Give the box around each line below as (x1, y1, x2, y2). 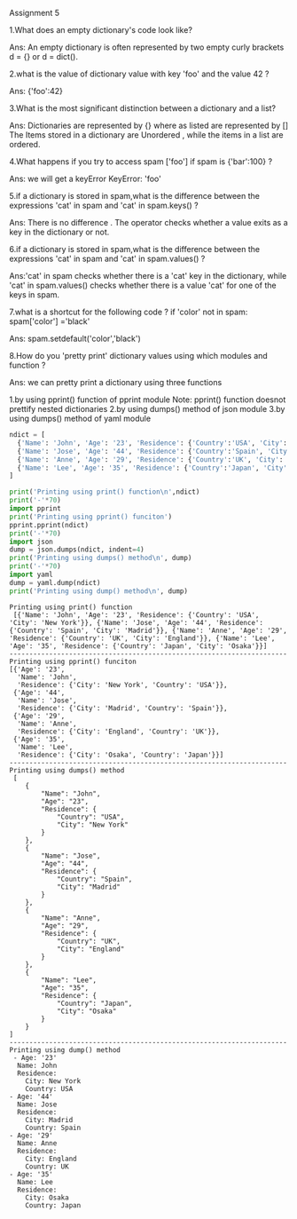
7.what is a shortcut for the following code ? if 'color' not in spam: (9, 306, 248, 317)
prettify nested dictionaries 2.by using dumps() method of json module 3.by (9, 404, 285, 414)
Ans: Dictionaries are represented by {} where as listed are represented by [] (9, 120, 289, 131)
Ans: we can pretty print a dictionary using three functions (9, 377, 223, 387)
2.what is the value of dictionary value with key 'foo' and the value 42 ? (9, 68, 270, 79)
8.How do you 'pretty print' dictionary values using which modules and (9, 351, 268, 360)
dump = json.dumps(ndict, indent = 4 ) (9, 545, 145, 554)
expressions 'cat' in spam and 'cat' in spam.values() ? (9, 253, 206, 264)
